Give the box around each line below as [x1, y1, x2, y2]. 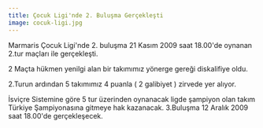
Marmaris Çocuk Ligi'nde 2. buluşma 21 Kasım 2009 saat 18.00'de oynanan [8, 40, 253, 49]
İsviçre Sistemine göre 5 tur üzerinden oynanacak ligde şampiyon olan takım [8, 94, 256, 104]
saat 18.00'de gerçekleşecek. [8, 111, 104, 120]
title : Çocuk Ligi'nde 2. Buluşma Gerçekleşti [8, 11, 164, 20]
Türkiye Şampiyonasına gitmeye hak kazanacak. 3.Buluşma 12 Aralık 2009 [8, 103, 249, 112]
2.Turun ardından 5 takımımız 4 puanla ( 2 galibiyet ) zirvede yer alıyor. [8, 79, 236, 89]
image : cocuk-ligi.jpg [8, 19, 83, 27]
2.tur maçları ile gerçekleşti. [8, 49, 98, 58]
